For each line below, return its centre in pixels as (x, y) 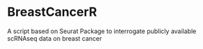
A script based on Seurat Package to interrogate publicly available (102, 31)
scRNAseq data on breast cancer (55, 38)
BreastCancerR (52, 12)
